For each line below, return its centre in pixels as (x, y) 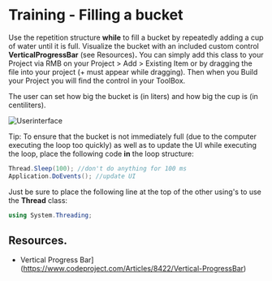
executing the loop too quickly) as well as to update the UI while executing (133, 145)
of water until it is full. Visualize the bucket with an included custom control (134, 45)
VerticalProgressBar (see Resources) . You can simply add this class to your (136, 54)
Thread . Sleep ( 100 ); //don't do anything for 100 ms (97, 168)
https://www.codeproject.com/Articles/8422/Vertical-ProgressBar (134, 269)
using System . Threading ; (50, 215)
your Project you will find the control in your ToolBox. (97, 80)
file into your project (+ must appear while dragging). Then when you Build (133, 71)
